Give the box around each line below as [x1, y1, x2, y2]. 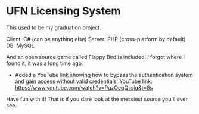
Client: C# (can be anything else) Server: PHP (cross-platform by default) [6, 35, 186, 42]
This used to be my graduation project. [6, 24, 101, 31]
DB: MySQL [6, 42, 35, 49]
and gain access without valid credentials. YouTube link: [14, 78, 153, 85]
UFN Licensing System [6, 4, 121, 18]
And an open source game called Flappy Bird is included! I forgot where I [6, 53, 185, 60]
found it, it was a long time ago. [6, 60, 83, 67]
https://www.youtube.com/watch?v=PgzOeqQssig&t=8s [14, 84, 153, 91]
